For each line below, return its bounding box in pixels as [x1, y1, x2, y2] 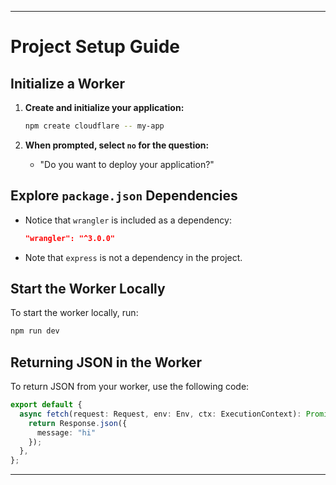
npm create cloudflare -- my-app [24, 121, 165, 131]
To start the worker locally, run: [10, 307, 139, 319]
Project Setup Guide [10, 36, 181, 58]
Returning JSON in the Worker [10, 354, 203, 371]
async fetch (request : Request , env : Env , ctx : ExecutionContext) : [19, 409, 302, 419]
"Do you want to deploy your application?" [39, 158, 215, 170]
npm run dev [10, 326, 60, 336]
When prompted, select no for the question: [24, 139, 210, 151]
